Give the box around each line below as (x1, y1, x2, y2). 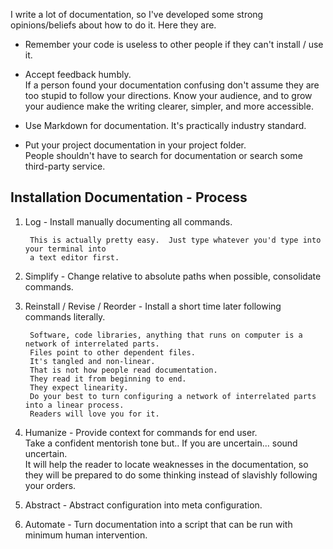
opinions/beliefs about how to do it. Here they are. (10, 19, 217, 31)
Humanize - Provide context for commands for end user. (24, 426, 258, 438)
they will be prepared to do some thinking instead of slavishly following (24, 469, 318, 481)
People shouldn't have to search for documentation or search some (24, 150, 303, 161)
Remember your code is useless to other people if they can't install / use (24, 39, 324, 50)
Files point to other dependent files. (29, 347, 196, 358)
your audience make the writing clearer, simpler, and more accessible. (24, 100, 314, 112)
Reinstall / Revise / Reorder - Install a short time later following (24, 300, 282, 312)
